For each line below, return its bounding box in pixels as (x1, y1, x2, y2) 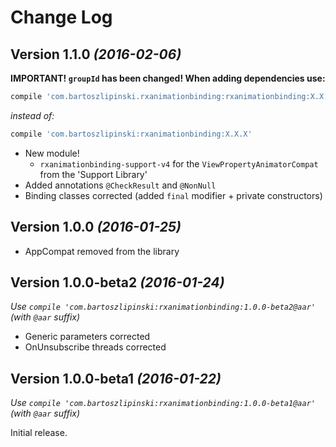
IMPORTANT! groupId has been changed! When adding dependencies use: (10, 72, 326, 84)
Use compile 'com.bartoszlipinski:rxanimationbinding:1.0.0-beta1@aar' (10, 397, 316, 409)
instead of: (10, 109, 55, 121)
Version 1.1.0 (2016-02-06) (10, 46, 182, 63)
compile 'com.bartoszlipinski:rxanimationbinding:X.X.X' (10, 129, 253, 139)
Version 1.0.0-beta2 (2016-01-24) (10, 274, 225, 291)
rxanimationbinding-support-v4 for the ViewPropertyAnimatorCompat (39, 157, 319, 170)
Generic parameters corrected (24, 331, 151, 343)
